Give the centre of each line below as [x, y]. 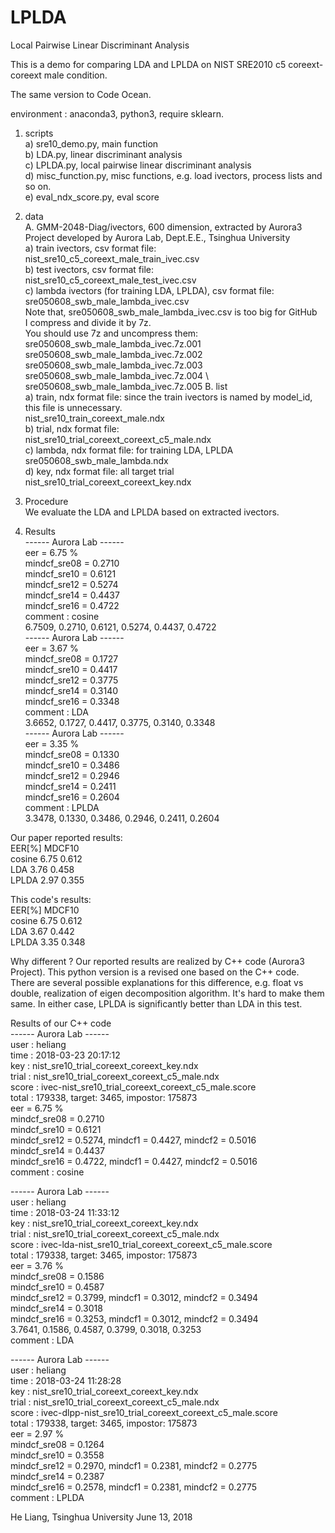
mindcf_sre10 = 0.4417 [71, 669]
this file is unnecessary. [73, 407]
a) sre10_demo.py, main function [91, 143]
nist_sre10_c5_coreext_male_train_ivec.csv [112, 258]
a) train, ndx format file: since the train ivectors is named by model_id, [168, 397]
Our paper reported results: [66, 837]
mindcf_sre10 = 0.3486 [72, 765]
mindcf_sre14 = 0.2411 [70, 786]
